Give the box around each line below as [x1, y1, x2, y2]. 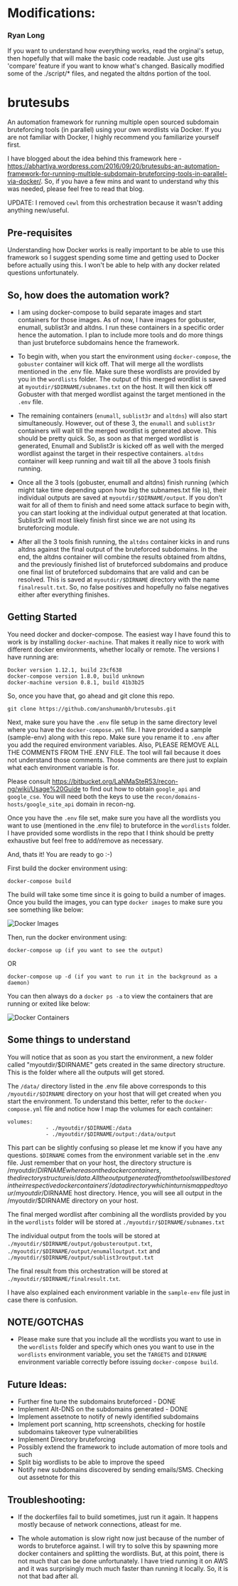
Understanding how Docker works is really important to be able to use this [7, 246, 225, 254]
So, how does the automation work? [7, 289, 170, 301]
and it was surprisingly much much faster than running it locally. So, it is [17, 1565, 229, 1573]
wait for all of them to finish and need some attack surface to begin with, [17, 501, 231, 510]
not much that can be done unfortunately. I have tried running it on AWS [17, 1557, 229, 1565]
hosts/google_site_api [7, 800, 75, 808]
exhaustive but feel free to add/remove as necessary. [7, 836, 163, 845]
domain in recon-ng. [75, 800, 136, 808]
